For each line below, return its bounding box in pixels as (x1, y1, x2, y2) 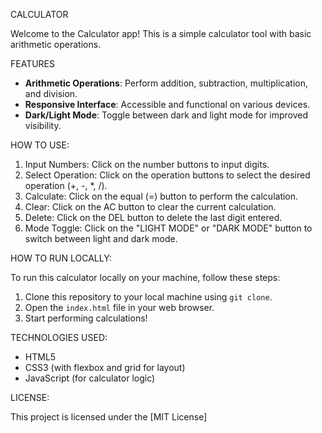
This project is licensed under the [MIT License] (10, 411, 208, 423)
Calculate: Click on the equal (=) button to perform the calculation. (24, 190, 299, 202)
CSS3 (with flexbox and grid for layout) (24, 362, 186, 373)
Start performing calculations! (24, 312, 148, 324)
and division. (24, 88, 78, 99)
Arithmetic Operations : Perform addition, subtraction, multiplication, (24, 77, 308, 89)
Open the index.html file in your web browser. (24, 302, 215, 313)
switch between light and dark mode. (24, 233, 178, 244)
